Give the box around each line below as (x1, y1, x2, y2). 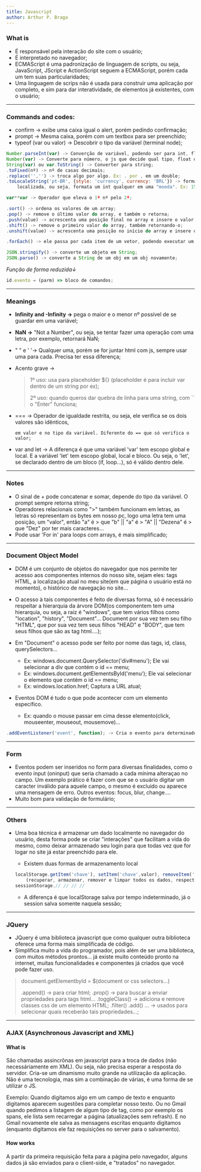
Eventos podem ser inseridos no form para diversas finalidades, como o (14, 764, 193, 771)
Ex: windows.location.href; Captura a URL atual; (23, 682, 142, 690)
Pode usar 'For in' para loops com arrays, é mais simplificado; (14, 531, 167, 538)
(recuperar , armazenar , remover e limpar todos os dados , (26, 878, 173, 883)
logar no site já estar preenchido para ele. (14, 848, 118, 856)
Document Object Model (6, 551, 79, 560)
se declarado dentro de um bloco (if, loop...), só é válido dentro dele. (14, 459, 184, 466)
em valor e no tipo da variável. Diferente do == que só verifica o (14, 430, 190, 436)
